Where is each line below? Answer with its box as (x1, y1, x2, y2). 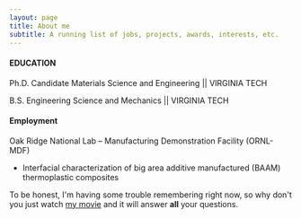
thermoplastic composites (22, 171, 120, 182)
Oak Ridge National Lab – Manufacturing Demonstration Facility (9, 135, 244, 146)
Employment (9, 116, 58, 126)
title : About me (9, 22, 70, 31)
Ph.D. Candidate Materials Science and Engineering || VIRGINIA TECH (9, 77, 268, 88)
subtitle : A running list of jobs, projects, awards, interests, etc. (9, 30, 279, 39)
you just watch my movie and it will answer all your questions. (9, 198, 239, 209)
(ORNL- (245, 135, 274, 146)
